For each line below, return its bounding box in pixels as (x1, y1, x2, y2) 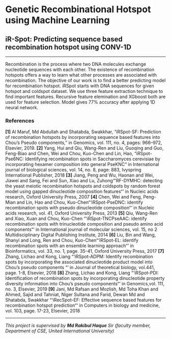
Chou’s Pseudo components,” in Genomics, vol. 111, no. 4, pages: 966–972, (5, 139, 162, 146)
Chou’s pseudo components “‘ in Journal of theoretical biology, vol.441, (5, 264, 155, 271)
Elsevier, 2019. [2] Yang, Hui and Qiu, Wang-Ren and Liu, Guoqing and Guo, (5, 145, 164, 151)
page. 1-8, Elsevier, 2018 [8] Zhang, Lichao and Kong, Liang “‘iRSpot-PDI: (5, 270, 159, 276)
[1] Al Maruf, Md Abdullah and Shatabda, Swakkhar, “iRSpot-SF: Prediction (5, 129, 161, 135)
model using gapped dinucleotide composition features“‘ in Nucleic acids (5, 188, 159, 195)
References (5, 117, 35, 124)
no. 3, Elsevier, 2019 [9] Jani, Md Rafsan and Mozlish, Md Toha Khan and (5, 286, 159, 292)
